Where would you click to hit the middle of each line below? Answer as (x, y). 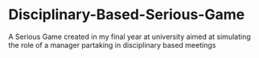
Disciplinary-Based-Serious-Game (127, 15)
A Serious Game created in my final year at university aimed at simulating (129, 37)
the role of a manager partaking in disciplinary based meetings (112, 44)
